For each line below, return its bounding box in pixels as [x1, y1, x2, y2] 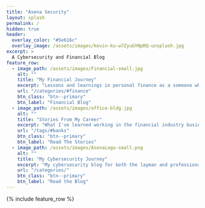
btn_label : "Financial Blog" [17, 99, 92, 105]
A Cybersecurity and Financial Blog [12, 54, 105, 60]
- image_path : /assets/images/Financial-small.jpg [12, 65, 143, 72]
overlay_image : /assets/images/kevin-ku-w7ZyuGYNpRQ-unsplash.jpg [12, 43, 184, 49]
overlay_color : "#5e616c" [12, 37, 78, 43]
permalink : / [6, 20, 40, 26]
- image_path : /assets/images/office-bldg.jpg [12, 105, 132, 111]
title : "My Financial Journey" [17, 77, 97, 83]
